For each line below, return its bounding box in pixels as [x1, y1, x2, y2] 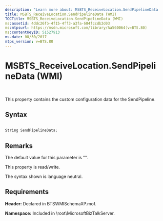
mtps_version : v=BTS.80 [5, 39, 54, 44]
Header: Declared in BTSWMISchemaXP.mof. [5, 200, 97, 206]
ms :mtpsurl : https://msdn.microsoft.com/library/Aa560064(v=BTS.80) [5, 25, 147, 30]
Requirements [5, 188, 49, 196]
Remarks [5, 142, 33, 150]
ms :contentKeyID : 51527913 [5, 30, 60, 35]
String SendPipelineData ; [5, 128, 58, 133]
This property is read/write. [5, 164, 60, 170]
